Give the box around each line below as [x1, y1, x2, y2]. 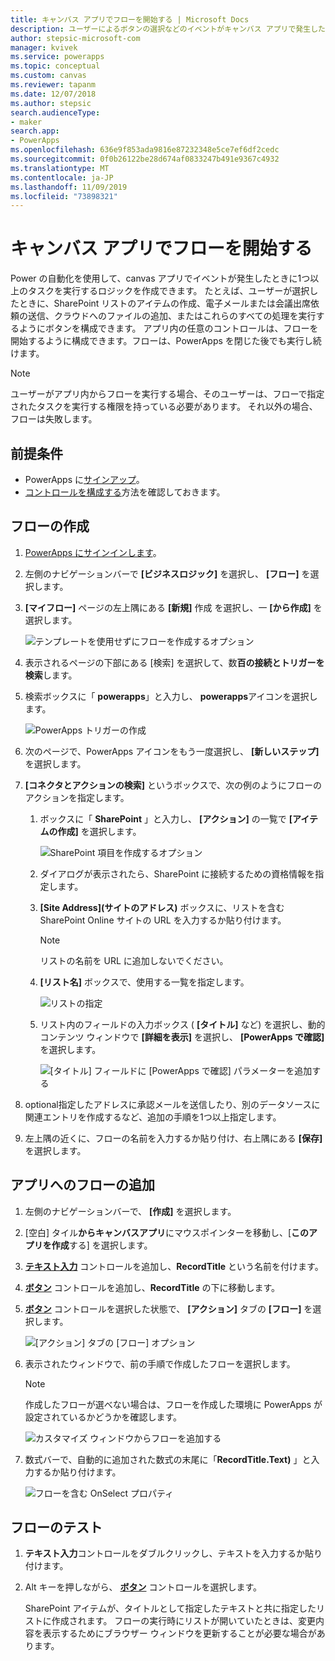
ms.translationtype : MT [10, 163, 110, 173]
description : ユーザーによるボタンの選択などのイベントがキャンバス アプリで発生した [10, 24, 326, 34]
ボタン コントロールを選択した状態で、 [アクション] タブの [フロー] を [24, 1302, 313, 1315]
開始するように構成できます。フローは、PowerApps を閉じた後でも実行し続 [10, 335, 322, 347]
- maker [10, 117, 43, 127]
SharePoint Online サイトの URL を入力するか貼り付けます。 [39, 914, 287, 926]
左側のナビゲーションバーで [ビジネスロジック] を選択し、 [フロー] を [24, 567, 311, 580]
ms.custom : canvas [10, 71, 87, 81]
